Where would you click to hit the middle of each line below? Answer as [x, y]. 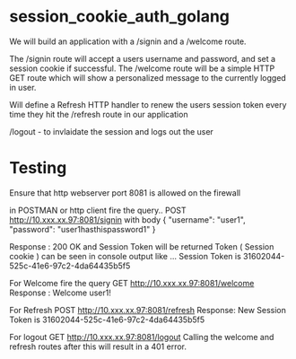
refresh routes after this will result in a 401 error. [98, 346]
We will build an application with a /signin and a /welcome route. [128, 41]
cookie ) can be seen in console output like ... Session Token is [126, 256]
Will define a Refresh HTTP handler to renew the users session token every [148, 104]
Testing [38, 168]
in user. [23, 87]
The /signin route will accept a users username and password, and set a [143, 58]
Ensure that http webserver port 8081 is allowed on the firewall [125, 193]
